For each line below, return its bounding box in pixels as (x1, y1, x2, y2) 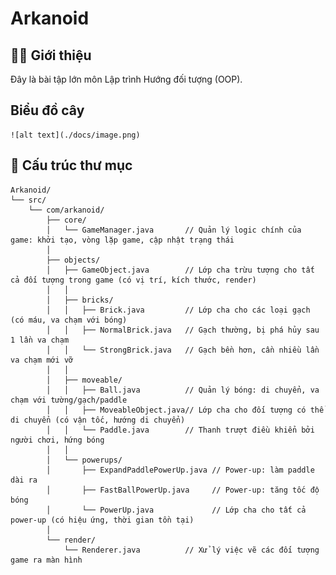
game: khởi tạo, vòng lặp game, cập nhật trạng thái (10, 235, 235, 245)
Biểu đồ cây (10, 102, 85, 119)
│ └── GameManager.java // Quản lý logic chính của (46, 225, 302, 235)
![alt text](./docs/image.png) (10, 130, 141, 140)
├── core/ (46, 215, 87, 225)
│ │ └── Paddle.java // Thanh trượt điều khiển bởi (46, 425, 315, 435)
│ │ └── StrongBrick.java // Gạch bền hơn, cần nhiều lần (46, 345, 320, 355)
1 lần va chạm (10, 335, 70, 345)
